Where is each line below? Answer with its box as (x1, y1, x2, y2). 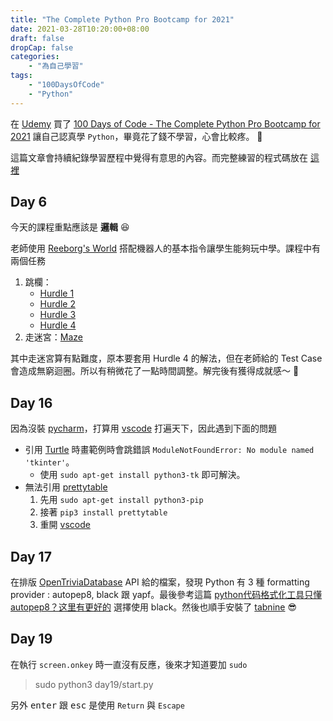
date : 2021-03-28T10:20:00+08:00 (10, 24, 150, 34)
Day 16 (10, 394, 53, 411)
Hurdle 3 (39, 309, 77, 321)
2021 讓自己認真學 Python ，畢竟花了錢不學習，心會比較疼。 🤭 (10, 130, 263, 142)
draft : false (10, 33, 65, 43)
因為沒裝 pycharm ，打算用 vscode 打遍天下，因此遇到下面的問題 (10, 422, 277, 435)
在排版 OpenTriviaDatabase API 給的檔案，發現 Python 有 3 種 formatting (10, 576, 310, 588)
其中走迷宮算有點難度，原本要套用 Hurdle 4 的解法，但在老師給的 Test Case (10, 352, 323, 365)
